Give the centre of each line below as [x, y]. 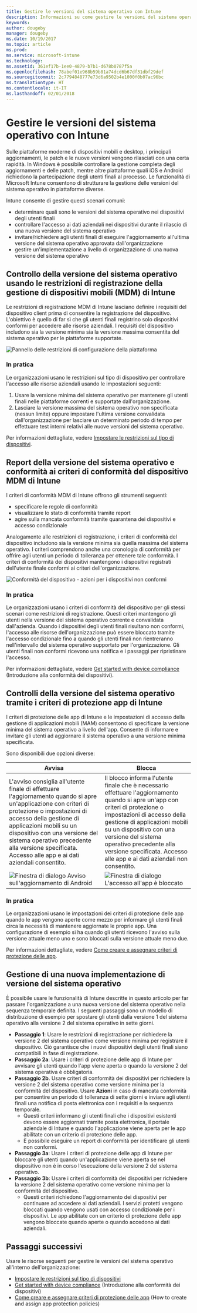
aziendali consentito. [38, 862]
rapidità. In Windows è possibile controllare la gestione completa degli [91, 164]
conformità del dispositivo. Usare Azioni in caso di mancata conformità [100, 1091]
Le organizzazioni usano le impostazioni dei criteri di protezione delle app [95, 913]
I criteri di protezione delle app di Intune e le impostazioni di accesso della [96, 717]
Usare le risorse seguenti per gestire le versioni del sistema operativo [90, 1261]
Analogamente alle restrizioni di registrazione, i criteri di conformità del [92, 537]
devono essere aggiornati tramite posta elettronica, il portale [96, 1122]
